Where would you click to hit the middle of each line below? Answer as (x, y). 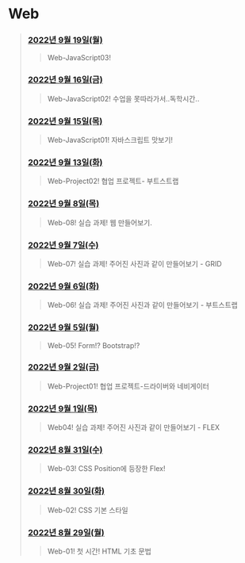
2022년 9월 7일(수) (63, 245)
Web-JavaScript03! (79, 58)
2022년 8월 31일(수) (65, 450)
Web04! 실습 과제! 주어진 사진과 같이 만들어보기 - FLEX (134, 427)
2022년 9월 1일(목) (62, 408)
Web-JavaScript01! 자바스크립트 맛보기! (110, 140)
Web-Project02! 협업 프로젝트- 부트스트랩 (113, 181)
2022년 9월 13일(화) (65, 162)
